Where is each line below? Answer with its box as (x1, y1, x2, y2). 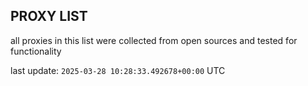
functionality (10, 45, 62, 57)
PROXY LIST (10, 8, 88, 25)
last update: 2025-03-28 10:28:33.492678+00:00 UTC (10, 64, 226, 76)
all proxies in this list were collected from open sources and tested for (10, 34, 298, 46)
